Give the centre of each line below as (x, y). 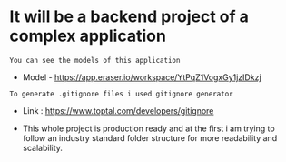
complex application (88, 36)
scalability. (43, 147)
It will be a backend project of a (129, 17)
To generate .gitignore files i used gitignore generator (121, 94)
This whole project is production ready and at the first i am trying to (148, 128)
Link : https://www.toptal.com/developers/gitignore (118, 110)
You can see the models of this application (95, 60)
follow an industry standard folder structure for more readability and (150, 137)
